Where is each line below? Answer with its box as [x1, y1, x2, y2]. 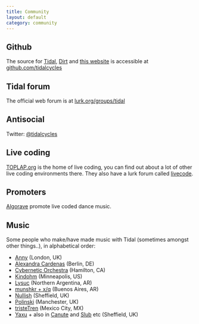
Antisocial [6, 115, 45, 125]
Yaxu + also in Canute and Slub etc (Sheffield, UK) [14, 311, 139, 318]
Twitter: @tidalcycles [6, 130, 58, 137]
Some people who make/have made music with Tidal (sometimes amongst [6, 236, 189, 243]
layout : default [6, 14, 46, 20]
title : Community [6, 8, 49, 15]
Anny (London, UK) [14, 254, 63, 261]
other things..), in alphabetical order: [6, 242, 96, 249]
